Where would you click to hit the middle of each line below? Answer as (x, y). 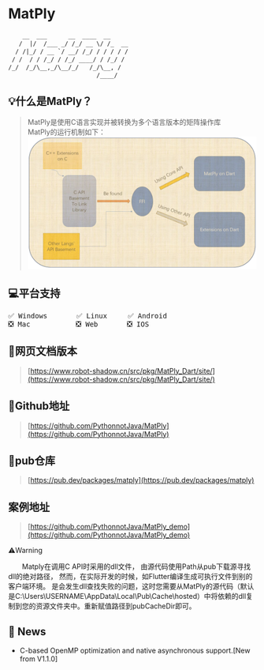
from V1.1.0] (39, 659)
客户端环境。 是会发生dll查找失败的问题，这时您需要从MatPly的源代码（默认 (131, 586)
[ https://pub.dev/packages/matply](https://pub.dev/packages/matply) (141, 480)
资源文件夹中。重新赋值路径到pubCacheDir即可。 (115, 606)
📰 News (27, 632)
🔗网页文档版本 (43, 351)
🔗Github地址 (39, 407)
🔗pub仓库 (32, 460)
